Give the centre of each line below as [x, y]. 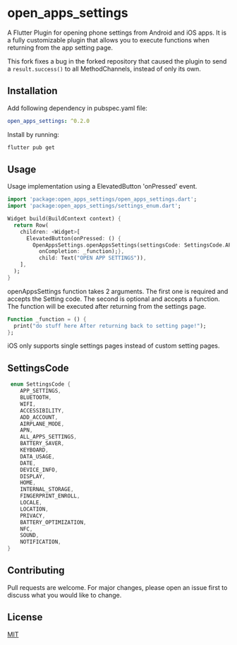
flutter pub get [31, 147]
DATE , [28, 463]
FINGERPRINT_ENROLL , [50, 496]
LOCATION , [35, 509]
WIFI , [28, 404]
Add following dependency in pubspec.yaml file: [78, 108]
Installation [32, 91]
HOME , [28, 483]
